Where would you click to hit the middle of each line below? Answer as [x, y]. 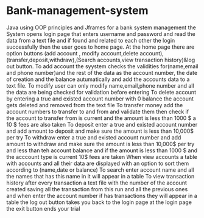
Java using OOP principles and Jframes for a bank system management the [101, 27]
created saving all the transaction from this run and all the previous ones [97, 189]
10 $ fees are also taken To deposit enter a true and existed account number [102, 124]
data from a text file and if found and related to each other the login [91, 40]
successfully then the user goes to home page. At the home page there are [100, 47]
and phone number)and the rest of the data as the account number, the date [102, 72]
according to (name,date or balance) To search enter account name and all [100, 170]
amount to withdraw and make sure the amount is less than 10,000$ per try [100, 144]
